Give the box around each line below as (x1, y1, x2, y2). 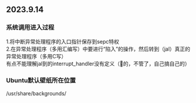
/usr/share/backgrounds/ (6, 89, 66, 97)
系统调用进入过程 (6, 24, 55, 32)
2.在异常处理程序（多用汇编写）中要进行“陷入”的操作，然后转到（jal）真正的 (6, 45, 191, 52)
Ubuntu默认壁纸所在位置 (6, 76, 76, 84)
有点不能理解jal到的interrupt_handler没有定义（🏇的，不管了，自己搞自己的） (6, 60, 190, 67)
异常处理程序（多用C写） (6, 52, 67, 59)
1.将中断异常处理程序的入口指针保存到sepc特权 (6, 38, 119, 45)
